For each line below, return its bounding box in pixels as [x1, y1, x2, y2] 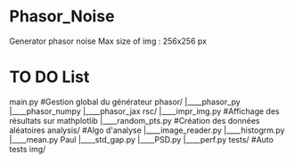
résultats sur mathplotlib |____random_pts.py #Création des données [9, 115, 260, 126]
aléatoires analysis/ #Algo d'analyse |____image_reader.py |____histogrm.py [9, 125, 285, 135]
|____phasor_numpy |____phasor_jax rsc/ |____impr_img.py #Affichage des [9, 105, 280, 117]
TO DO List [9, 67, 90, 87]
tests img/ [9, 143, 46, 154]
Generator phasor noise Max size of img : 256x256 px [9, 36, 208, 46]
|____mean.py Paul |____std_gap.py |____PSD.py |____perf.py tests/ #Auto [9, 134, 274, 144]
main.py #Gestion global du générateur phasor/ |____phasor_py [9, 96, 241, 107]
